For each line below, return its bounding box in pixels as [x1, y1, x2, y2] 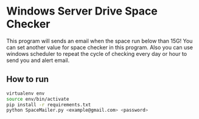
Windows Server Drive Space [6, 4, 158, 18]
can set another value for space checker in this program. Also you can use [6, 44, 194, 51]
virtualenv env [6, 90, 45, 97]
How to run [6, 74, 49, 84]
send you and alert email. [6, 56, 70, 64]
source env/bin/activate [6, 96, 69, 102]
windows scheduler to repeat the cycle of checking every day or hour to [6, 50, 187, 57]
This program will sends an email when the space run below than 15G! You [6, 37, 193, 44]
